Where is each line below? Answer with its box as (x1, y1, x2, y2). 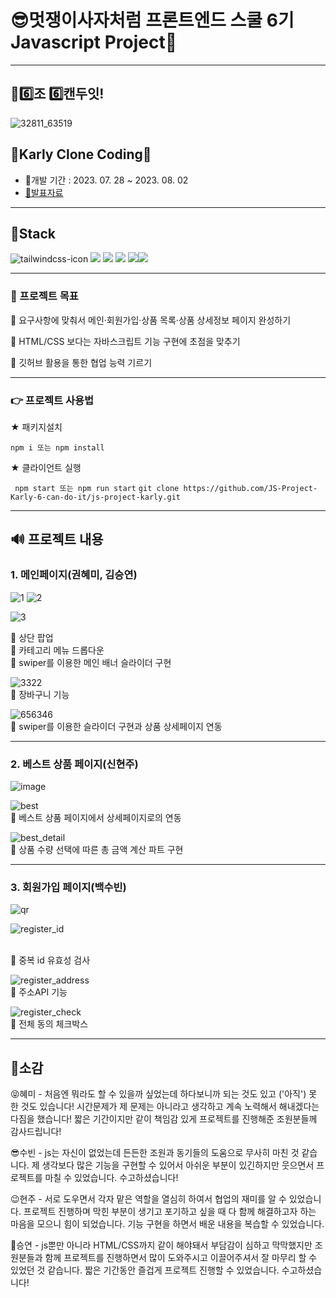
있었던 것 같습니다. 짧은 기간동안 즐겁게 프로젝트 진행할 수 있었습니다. (10, 1264, 280, 1276)
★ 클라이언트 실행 (10, 461, 82, 473)
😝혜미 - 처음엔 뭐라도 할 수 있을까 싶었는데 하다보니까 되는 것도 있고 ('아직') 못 (10, 1088, 318, 1100)
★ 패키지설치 (10, 421, 63, 433)
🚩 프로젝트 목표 (10, 289, 79, 303)
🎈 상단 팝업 (10, 631, 54, 643)
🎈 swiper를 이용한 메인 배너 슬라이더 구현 (10, 656, 172, 668)
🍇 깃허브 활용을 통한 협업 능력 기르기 (10, 356, 153, 368)
